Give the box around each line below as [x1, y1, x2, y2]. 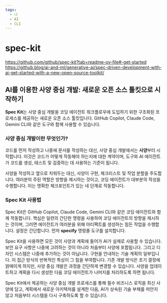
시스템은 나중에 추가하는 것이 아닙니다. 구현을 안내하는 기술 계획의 [14, 250, 142, 257]
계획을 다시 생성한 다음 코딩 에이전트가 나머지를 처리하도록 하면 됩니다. [18, 269, 156, 275]
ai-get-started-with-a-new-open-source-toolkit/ [5, 70, 105, 76]
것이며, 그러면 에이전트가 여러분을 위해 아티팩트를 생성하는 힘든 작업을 [10, 221, 146, 227]
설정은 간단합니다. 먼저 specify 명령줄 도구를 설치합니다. [15, 227, 126, 233]
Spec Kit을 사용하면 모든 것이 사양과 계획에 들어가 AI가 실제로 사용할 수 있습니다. [5, 238, 162, 244]
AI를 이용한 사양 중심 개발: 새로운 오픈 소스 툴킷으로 [5, 85, 154, 94]
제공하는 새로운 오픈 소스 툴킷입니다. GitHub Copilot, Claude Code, [22, 115, 155, 121]
